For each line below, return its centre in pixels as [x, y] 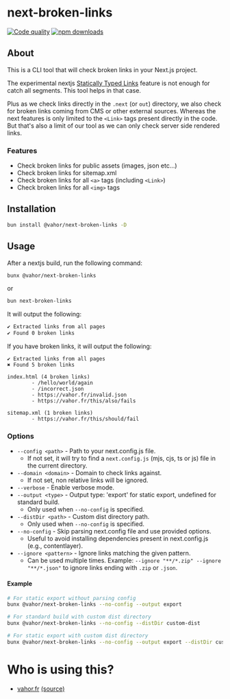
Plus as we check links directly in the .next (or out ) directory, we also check [114, 104]
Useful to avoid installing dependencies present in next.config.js [118, 539]
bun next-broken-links [39, 301]
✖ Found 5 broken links [41, 365]
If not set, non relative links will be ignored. [88, 480]
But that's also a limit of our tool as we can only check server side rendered [114, 126]
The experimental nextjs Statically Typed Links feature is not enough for [108, 83]
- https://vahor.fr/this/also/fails [84, 401]
